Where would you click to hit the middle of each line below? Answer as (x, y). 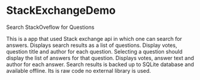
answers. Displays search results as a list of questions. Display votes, (92, 45)
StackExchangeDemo (61, 11)
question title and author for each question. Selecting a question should (94, 51)
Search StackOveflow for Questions (50, 27)
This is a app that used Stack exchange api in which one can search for (94, 38)
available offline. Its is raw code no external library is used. (79, 70)
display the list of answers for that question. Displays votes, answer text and (100, 58)
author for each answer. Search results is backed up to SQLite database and (100, 64)
